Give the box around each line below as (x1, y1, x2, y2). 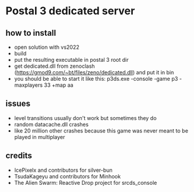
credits (5, 150, 33, 161)
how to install (5, 28, 56, 38)
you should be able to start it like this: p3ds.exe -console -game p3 (14, 75, 179, 82)
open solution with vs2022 (14, 43, 79, 51)
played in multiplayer (14, 133, 66, 140)
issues (5, 99, 31, 109)
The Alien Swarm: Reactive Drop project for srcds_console (14, 179, 157, 186)
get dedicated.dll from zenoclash (14, 62, 96, 70)
